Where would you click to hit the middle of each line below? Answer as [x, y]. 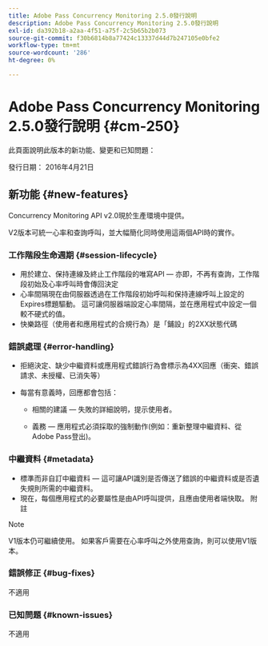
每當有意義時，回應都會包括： [69, 393]
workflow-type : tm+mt [44, 46]
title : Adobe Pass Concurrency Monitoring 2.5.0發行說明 [103, 16]
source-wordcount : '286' [50, 53]
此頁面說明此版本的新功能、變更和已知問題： [82, 150]
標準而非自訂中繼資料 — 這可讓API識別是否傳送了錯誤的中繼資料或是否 [136, 478]
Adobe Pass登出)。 [64, 437]
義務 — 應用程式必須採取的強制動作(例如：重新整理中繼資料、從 [137, 427]
